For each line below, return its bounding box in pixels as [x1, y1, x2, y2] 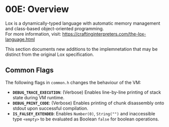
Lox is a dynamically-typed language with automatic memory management [5, 20, 160, 26]
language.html [5, 36, 35, 42]
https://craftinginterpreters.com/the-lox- [62, 31, 146, 37]
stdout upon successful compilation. [12, 105, 88, 111]
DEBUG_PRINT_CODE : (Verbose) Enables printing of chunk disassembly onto [12, 100, 164, 106]
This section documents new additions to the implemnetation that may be [5, 46, 158, 52]
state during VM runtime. [12, 94, 65, 100]
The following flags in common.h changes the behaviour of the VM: [5, 79, 141, 85]
